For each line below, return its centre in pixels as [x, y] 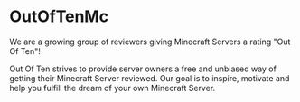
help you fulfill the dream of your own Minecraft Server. [112, 88]
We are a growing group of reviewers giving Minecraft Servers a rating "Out [150, 42]
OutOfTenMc [59, 17]
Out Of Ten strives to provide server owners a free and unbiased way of [143, 69]
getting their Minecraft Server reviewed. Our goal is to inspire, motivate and [150, 78]
